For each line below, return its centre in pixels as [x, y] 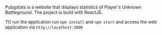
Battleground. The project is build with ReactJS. [54, 12]
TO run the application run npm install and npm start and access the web [81, 22]
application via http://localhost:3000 [44, 27]
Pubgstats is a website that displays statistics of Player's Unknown [73, 7]
